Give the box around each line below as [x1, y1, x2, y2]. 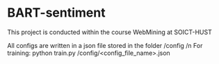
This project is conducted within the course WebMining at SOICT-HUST [7, 28, 212, 36]
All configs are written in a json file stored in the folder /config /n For [7, 41, 203, 49]
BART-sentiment [7, 5, 106, 21]
